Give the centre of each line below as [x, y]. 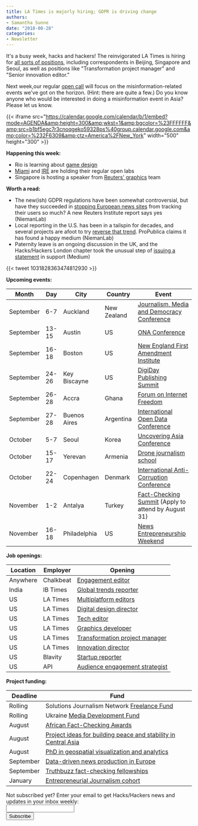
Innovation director [103, 647]
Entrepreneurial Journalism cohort [93, 780]
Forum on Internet [162, 394]
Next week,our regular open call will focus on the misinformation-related [94, 86]
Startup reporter [99, 657]
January [21, 780]
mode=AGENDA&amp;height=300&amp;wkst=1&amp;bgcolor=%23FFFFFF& [99, 123]
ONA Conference [161, 332]
